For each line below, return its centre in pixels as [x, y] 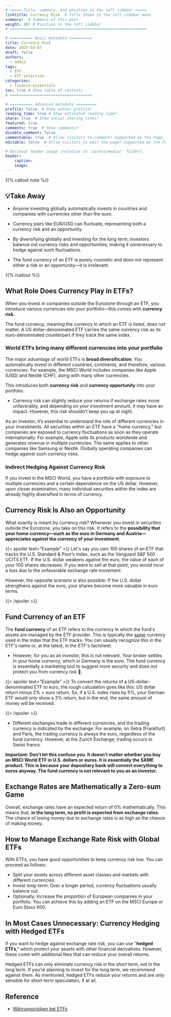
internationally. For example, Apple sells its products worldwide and [76, 437]
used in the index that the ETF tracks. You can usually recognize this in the [83, 640]
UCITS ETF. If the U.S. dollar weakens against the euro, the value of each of [85, 559]
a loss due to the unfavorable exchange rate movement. [64, 570]
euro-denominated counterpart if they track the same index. [68, 335]
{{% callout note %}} [27, 180]
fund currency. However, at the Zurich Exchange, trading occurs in [82, 739]
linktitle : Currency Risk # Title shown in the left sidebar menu [78, 15]
